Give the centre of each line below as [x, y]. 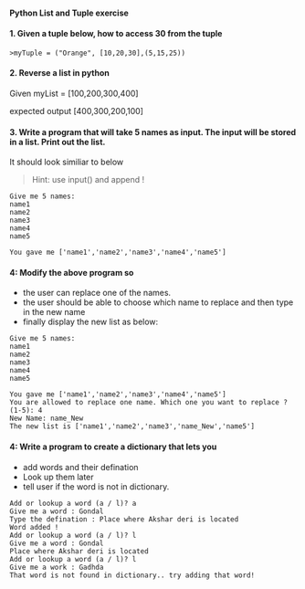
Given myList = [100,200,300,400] [74, 93]
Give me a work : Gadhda [57, 567]
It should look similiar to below [67, 162]
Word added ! [34, 527]
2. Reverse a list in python [59, 73]
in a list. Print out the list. [58, 142]
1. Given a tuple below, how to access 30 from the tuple [116, 34]
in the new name [54, 312]
